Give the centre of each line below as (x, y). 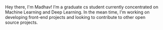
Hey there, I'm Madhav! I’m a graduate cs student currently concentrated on (82, 7)
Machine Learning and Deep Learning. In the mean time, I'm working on (77, 12)
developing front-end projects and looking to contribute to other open (75, 17)
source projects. (22, 22)
